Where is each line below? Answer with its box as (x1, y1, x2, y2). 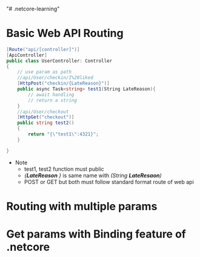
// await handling (28, 91, 75, 98)
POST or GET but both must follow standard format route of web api (24, 178, 194, 185)
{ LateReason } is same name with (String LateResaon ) (24, 171, 162, 179)
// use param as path (17, 69, 72, 75)
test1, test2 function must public (24, 165, 104, 173)
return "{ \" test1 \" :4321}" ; (28, 131, 99, 137)
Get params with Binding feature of (6, 227, 186, 241)
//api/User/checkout (17, 109, 69, 115)
